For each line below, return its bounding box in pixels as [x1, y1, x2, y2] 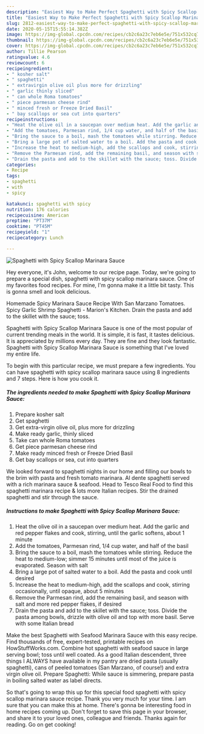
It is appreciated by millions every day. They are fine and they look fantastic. [6, 337, 197, 344]
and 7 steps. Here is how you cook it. [6, 375, 99, 382]
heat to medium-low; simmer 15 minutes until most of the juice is [15, 555, 177, 563]
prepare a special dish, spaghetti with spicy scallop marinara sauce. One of [6, 275, 195, 282]
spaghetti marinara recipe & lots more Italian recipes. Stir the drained [6, 487, 178, 494]
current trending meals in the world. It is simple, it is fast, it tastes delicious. [6, 331, 195, 338]
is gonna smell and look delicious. [6, 288, 91, 295]
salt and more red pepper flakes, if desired [15, 600, 122, 608]
